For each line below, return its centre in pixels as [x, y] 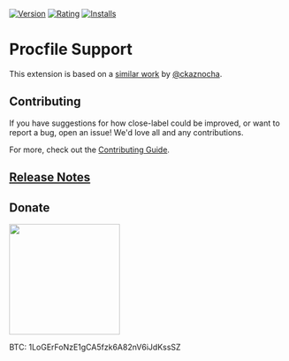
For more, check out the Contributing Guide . [90, 150]
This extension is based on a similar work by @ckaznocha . [116, 73]
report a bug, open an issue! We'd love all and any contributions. [127, 132]
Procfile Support [71, 50]
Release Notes [50, 177]
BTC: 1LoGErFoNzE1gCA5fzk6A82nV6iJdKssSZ [95, 347]
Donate [30, 207]
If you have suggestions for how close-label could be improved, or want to [144, 123]
